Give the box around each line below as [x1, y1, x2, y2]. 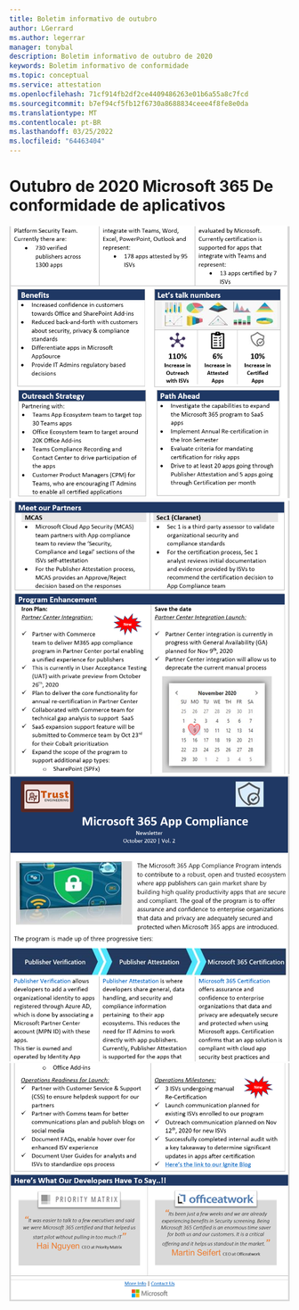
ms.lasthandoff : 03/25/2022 [9, 128, 114, 137]
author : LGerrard [9, 23, 74, 33]
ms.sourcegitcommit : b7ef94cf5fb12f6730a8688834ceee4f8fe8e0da [9, 99, 249, 108]
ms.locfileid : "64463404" [9, 137, 105, 146]
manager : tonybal [9, 43, 74, 52]
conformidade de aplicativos [9, 195, 226, 216]
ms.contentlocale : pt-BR [9, 118, 101, 127]
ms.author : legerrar [9, 33, 86, 42]
